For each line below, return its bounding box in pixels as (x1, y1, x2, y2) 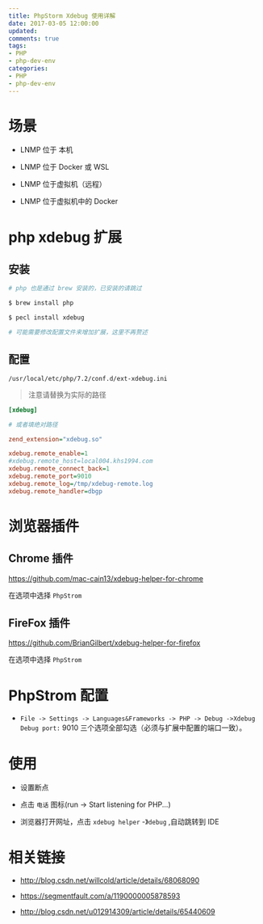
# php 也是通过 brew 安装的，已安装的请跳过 (8, 285, 143, 293)
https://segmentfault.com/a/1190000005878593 (19, 891, 181, 901)
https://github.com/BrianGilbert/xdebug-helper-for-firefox (8, 638, 201, 648)
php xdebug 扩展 (8, 228, 123, 247)
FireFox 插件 (8, 616, 70, 631)
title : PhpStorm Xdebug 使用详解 (8, 11, 116, 20)
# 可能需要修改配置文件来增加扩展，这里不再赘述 (8, 328, 148, 336)
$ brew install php (8, 299, 74, 307)
